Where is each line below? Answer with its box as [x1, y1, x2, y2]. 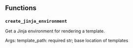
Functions [5, 4, 37, 12]
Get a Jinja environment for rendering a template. [5, 28, 105, 34]
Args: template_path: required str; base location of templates [5, 38, 129, 44]
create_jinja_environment [5, 18, 67, 24]
